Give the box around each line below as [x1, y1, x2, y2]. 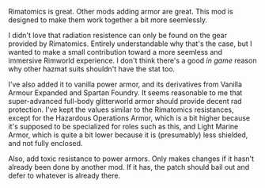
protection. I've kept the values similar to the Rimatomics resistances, [8, 105, 234, 114]
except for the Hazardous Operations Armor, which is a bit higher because [8, 113, 251, 122]
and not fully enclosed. [8, 139, 83, 148]
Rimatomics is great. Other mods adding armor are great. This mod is [8, 7, 233, 16]
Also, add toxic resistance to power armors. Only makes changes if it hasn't [8, 154, 255, 163]
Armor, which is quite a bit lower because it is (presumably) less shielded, [8, 130, 248, 140]
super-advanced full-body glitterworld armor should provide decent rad [8, 97, 243, 106]
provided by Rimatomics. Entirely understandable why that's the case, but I [8, 39, 252, 48]
